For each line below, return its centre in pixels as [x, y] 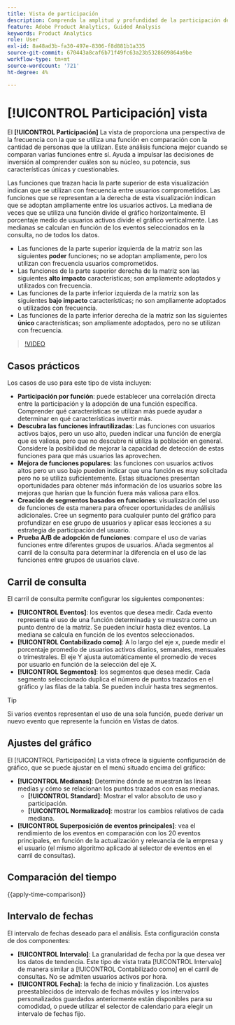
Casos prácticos [44, 366]
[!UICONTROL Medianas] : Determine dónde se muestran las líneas [114, 781]
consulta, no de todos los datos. [54, 235]
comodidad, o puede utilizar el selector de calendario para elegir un [115, 1006]
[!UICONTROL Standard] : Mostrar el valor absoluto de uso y [115, 796]
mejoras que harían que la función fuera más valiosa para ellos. [109, 493]
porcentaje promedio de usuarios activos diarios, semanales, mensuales [121, 650]
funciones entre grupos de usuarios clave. [78, 560]
